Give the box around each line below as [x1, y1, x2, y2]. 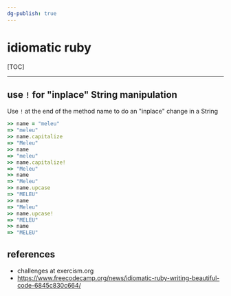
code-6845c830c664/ [16, 281, 81, 289]
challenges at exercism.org [16, 266, 94, 275]
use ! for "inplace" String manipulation [7, 89, 177, 101]
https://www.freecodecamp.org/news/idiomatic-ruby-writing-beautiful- [16, 273, 220, 282]
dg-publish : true [7, 10, 57, 17]
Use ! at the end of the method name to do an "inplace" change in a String [7, 107, 219, 116]
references [7, 249, 56, 260]
